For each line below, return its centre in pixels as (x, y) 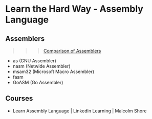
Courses (19, 98)
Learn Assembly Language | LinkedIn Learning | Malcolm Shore (80, 111)
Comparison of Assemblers (72, 51)
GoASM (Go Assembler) (38, 82)
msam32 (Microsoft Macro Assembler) (53, 72)
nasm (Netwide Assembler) (41, 66)
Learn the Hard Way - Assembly (74, 9)
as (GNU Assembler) (34, 61)
